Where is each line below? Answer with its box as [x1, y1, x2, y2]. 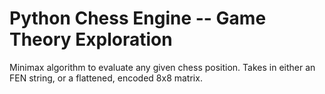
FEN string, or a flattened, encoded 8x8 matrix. [9, 72, 203, 84]
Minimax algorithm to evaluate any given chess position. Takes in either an [9, 61, 316, 73]
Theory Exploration [9, 28, 173, 51]
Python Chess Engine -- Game [9, 7, 267, 30]
